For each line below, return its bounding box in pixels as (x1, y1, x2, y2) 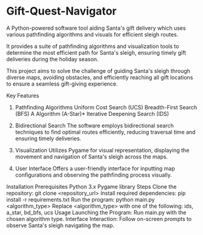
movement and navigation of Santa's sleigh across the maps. (15, 153, 168, 160)
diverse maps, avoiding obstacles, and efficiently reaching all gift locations (6, 73, 193, 81)
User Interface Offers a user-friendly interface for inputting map (15, 165, 175, 172)
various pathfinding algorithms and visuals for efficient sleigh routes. (6, 30, 179, 38)
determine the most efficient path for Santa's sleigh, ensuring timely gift (6, 49, 187, 56)
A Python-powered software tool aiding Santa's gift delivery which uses (6, 24, 187, 32)
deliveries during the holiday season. (6, 55, 99, 63)
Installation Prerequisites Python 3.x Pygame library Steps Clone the (6, 183, 177, 190)
